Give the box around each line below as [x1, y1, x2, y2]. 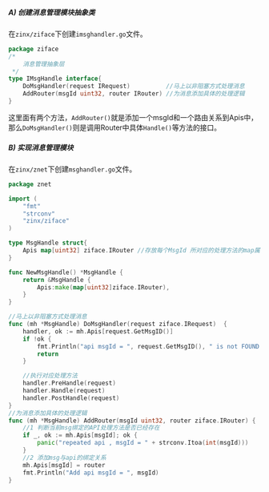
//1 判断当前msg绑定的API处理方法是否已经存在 [22, 424, 160, 432]
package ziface [8, 45, 59, 53]
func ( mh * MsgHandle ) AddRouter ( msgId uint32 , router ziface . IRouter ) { [8, 417, 256, 425]
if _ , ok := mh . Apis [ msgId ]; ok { [22, 431, 138, 440]
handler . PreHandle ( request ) [22, 379, 116, 388]
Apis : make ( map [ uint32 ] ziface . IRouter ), [37, 283, 171, 292]
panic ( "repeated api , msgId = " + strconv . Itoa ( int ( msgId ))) [37, 439, 249, 447]
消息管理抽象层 [22, 60, 65, 68]
